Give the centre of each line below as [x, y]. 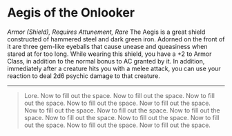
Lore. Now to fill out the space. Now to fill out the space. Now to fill [119, 95]
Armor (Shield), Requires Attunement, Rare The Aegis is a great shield [106, 32]
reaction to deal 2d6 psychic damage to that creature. [84, 76]
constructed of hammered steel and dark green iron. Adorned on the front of [116, 39]
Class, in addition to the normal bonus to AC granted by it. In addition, [106, 61]
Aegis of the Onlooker [71, 13]
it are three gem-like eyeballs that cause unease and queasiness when [108, 46]
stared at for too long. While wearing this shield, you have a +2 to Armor [109, 54]
